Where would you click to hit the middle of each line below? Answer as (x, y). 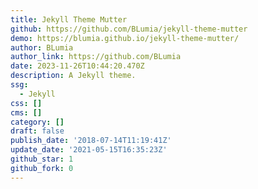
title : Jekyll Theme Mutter (69, 19)
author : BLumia (42, 47)
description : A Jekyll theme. (73, 76)
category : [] (37, 122)
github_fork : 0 (42, 168)
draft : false (37, 131)
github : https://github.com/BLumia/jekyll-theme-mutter (129, 29)
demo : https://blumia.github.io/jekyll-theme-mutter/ (125, 38)
